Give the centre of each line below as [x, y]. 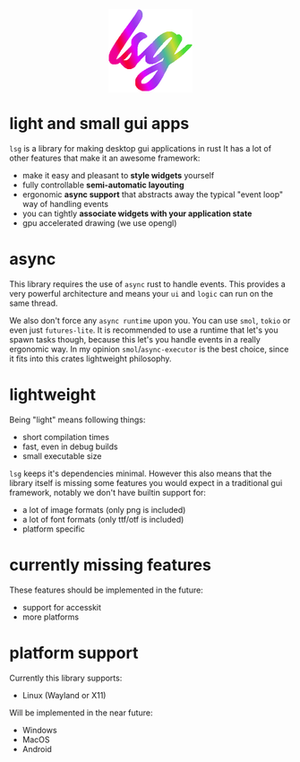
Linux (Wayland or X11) [64, 695]
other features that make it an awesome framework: [105, 158]
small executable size [62, 456]
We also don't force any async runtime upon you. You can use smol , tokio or [150, 321]
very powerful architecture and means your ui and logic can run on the [141, 294]
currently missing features [111, 565]
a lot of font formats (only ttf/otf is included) [103, 520]
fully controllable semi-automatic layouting [103, 185]
